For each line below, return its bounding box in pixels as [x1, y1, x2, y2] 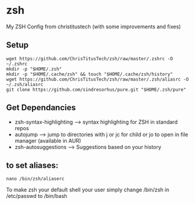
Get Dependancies [6, 102, 76, 113]
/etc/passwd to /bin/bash [6, 193, 68, 200]
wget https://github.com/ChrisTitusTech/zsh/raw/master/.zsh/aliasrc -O [6, 76, 189, 82]
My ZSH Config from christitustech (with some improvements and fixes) [6, 23, 181, 30]
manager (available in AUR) [14, 137, 82, 144]
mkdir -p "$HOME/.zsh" [6, 66, 62, 72]
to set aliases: [6, 160, 59, 170]
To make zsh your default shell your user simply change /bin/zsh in [6, 186, 170, 193]
